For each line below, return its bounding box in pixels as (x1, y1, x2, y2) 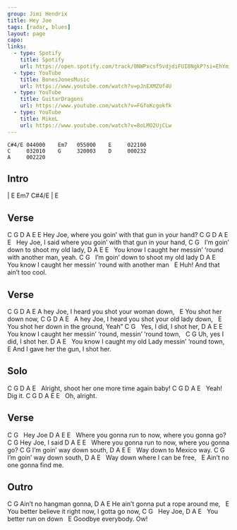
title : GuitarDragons (20, 96, 83, 103)
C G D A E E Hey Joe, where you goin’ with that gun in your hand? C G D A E (7, 231, 229, 239)
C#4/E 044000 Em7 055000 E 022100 (7, 141, 147, 148)
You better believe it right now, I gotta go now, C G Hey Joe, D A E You (7, 507, 219, 516)
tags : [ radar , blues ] (7, 23, 71, 30)
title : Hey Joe (7, 17, 52, 24)
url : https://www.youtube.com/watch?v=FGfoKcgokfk (20, 102, 172, 109)
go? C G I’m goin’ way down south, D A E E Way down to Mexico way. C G (7, 445, 225, 454)
